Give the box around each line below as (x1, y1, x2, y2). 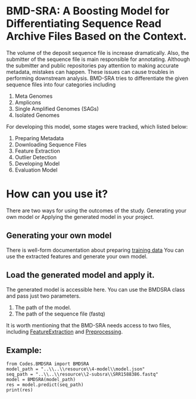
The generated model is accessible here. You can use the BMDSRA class (6, 286, 185, 293)
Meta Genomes (14, 92, 53, 100)
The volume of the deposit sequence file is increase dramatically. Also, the (6, 49, 189, 56)
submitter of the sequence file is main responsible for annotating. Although (6, 55, 191, 63)
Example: (6, 345, 42, 355)
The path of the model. (14, 304, 71, 311)
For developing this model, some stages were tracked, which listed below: (6, 123, 188, 130)
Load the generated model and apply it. (6, 270, 155, 280)
